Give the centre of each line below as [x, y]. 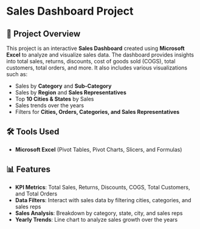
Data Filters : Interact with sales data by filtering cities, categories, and [103, 200]
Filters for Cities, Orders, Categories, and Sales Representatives [97, 112]
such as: [17, 74]
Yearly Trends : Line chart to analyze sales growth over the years [96, 219]
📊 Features [28, 170]
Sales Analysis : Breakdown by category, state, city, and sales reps [99, 213]
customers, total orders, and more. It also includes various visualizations [97, 68]
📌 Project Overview [43, 34]
